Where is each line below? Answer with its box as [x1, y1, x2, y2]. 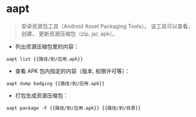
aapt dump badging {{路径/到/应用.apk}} [6, 80, 105, 86]
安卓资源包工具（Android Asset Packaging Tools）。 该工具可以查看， [21, 22, 194, 30]
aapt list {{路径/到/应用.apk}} [6, 56, 83, 62]
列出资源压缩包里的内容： [15, 43, 79, 50]
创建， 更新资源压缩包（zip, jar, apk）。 [21, 30, 118, 37]
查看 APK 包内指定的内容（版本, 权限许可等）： [15, 67, 130, 74]
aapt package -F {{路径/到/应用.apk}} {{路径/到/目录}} [6, 105, 141, 111]
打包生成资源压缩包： [15, 92, 68, 99]
